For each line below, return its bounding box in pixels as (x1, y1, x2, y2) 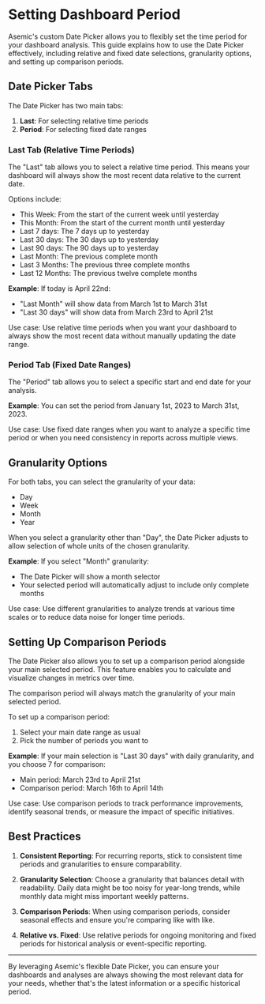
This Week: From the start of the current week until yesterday (19, 209, 219, 219)
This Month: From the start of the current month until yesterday (19, 218, 226, 228)
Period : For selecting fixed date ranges (19, 124, 147, 134)
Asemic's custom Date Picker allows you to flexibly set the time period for (8, 32, 248, 41)
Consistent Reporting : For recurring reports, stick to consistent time (19, 851, 243, 860)
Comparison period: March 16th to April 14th (19, 783, 164, 792)
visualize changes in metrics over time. (8, 673, 135, 682)
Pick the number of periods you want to (19, 735, 148, 745)
